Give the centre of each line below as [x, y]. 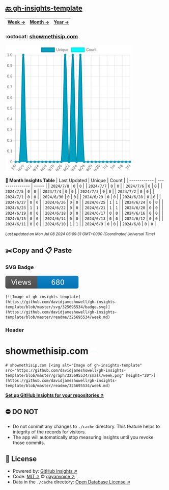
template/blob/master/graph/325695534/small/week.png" [65, 375]
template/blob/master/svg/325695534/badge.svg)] [58, 307]
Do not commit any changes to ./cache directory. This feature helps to [86, 427]
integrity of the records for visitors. [49, 432]
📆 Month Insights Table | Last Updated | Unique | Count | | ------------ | [81, 180]
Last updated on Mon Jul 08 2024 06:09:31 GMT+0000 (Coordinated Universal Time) [80, 234]
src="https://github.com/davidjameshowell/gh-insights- [66, 370]
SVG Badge [20, 267]
